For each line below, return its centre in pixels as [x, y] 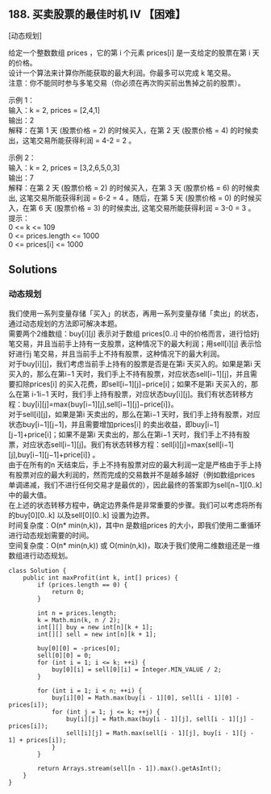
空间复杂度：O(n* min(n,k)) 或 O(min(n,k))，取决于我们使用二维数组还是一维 [134, 545]
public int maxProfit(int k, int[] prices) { [101, 578]
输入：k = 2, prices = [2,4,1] [54, 110]
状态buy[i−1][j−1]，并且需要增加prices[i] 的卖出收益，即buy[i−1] [114, 424]
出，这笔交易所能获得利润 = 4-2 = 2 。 [72, 140]
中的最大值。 [29, 495]
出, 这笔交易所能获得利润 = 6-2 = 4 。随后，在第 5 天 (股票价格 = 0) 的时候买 [135, 198]
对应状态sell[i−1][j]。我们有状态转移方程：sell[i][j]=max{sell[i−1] [128, 444]
